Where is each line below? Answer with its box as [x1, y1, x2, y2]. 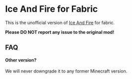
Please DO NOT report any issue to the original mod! [5, 29, 115, 35]
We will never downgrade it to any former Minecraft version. [5, 68, 128, 74]
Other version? [5, 57, 37, 63]
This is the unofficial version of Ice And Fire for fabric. [5, 20, 115, 26]
